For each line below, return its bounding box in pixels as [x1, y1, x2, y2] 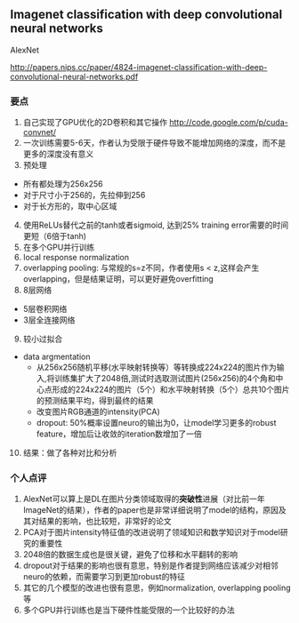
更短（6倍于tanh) [22, 231, 87, 242]
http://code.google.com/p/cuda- [169, 117, 288, 128]
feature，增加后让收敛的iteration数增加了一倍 [36, 428, 203, 439]
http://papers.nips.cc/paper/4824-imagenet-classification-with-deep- [10, 61, 268, 72]
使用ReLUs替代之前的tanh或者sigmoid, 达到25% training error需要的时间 [22, 220, 288, 230]
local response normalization [22, 252, 130, 263]
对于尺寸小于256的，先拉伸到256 [22, 190, 146, 201]
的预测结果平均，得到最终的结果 [36, 395, 154, 406]
